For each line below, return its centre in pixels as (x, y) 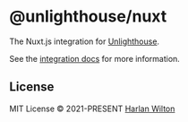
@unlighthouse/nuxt (88, 17)
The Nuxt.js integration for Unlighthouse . (84, 41)
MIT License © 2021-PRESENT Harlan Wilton (92, 109)
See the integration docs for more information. (95, 58)
